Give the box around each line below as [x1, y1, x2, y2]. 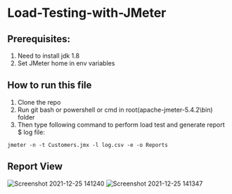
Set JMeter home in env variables [17, 59, 115, 67]
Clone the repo [17, 98, 61, 106]
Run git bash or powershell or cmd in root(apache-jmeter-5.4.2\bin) [17, 105, 213, 114]
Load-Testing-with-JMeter [7, 5, 167, 21]
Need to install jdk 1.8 [17, 51, 79, 60]
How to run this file [7, 79, 92, 91]
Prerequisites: [7, 33, 70, 45]
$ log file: [17, 128, 46, 136]
